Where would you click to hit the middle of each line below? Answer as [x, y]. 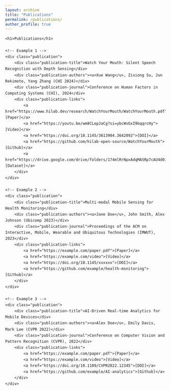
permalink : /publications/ [34, 19]
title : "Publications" [29, 15]
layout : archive [22, 10]
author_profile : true [28, 24]
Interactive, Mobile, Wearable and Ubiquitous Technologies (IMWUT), [80, 232]
